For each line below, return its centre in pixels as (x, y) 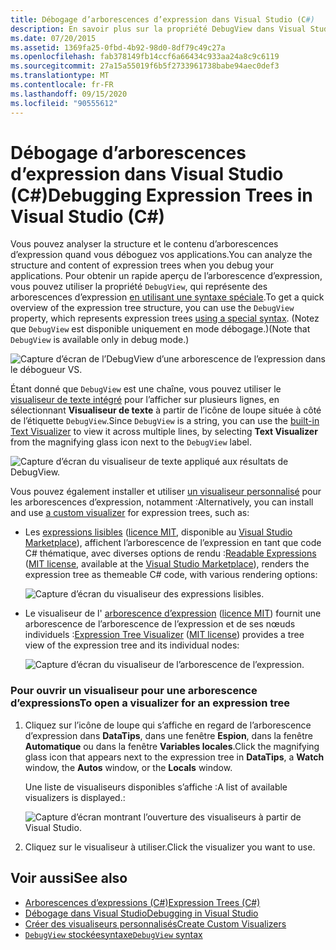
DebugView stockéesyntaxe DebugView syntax (113, 934)
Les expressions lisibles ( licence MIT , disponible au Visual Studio (158, 532)
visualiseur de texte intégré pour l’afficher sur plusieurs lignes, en (145, 400)
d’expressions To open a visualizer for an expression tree (150, 703)
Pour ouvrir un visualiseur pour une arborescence (134, 691)
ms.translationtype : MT (60, 76)
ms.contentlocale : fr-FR (62, 85)
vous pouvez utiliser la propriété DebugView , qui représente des (139, 287)
